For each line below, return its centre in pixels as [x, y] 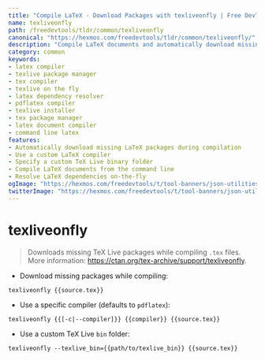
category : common [37, 52]
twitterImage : [32, 191]
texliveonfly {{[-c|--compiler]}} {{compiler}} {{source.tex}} [114, 319]
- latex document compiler [52, 125]
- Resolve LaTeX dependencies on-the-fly [77, 177]
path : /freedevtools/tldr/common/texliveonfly [86, 30]
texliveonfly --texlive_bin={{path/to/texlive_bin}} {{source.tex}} [123, 348]
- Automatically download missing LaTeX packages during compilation [125, 147]
